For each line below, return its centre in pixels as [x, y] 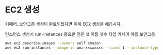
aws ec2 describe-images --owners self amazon [53, 43]
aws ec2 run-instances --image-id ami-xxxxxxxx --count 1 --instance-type [82, 48]
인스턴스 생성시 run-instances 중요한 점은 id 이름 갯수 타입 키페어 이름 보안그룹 [80, 34]
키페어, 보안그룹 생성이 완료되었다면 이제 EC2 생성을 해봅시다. [64, 24]
